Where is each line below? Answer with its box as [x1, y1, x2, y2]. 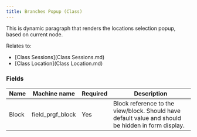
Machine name [32, 89, 75, 97]
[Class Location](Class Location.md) [14, 60, 103, 67]
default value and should [113, 114, 182, 122]
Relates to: [6, 42, 32, 49]
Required [81, 89, 108, 97]
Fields [6, 74, 24, 83]
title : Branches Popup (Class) [6, 8, 83, 15]
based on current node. [6, 30, 63, 38]
